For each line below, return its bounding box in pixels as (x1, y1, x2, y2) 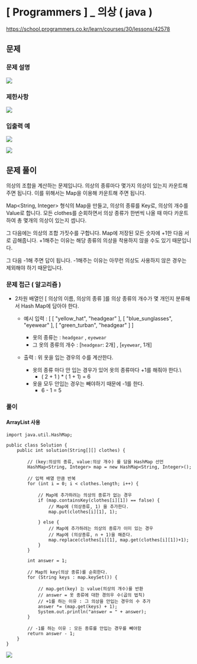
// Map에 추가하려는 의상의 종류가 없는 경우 (37, 492, 132, 498)
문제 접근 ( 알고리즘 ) (6, 280, 62, 288)
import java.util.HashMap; (6, 432, 73, 438)
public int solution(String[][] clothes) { (17, 448, 126, 454)
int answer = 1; (27, 558, 67, 564)
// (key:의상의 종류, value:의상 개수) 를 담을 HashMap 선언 (27, 459, 164, 465)
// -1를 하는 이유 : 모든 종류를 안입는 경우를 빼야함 (27, 625, 142, 631)
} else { (37, 519, 60, 525)
